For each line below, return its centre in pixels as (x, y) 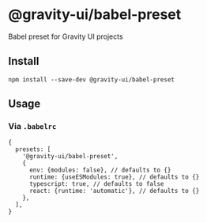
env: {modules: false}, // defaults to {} (100, 170)
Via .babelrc (32, 127)
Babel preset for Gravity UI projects (66, 36)
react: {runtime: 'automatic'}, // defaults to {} (114, 191)
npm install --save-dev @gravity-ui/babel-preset (92, 79)
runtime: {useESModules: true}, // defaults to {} (114, 177)
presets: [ (33, 149)
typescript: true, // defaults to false (96, 184)
